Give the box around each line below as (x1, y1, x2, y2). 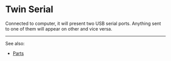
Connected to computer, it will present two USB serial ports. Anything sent (5, 20, 161, 26)
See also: (5, 40, 25, 46)
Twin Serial (5, 4, 53, 15)
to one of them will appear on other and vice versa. (5, 25, 112, 32)
